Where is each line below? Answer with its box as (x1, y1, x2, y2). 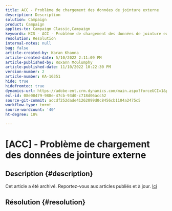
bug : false (5, 45, 29, 51)
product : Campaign (5, 21, 45, 27)
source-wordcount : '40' (5, 107, 56, 112)
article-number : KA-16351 (5, 74, 60, 79)
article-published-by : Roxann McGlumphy (5, 60, 93, 65)
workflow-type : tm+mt (5, 103, 52, 108)
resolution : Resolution (5, 36, 56, 41)
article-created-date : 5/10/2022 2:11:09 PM (5, 55, 102, 60)
